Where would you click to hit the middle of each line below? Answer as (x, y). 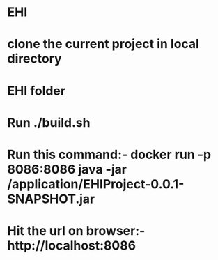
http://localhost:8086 (72, 246)
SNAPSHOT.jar (51, 199)
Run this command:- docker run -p (109, 154)
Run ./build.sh (49, 122)
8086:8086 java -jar (67, 169)
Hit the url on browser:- (76, 231)
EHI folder (37, 91)
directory (34, 59)
